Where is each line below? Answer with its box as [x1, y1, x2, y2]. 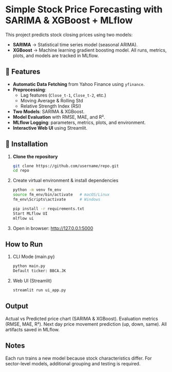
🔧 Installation [5, 140, 48, 149]
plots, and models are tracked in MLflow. [12, 52, 99, 59]
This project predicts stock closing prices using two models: [5, 31, 133, 38]
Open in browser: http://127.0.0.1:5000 [12, 225, 93, 231]
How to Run [5, 240, 43, 249]
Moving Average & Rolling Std [20, 97, 83, 103]
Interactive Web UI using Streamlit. [12, 125, 88, 131]
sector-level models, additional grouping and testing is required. [5, 360, 141, 366]
